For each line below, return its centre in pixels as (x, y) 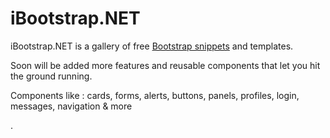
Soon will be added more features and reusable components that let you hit (165, 65)
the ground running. (51, 76)
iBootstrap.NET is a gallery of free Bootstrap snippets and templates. (152, 46)
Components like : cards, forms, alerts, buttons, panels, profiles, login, (155, 95)
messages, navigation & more (71, 106)
